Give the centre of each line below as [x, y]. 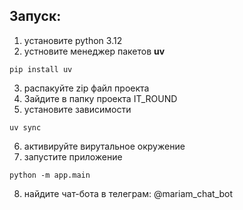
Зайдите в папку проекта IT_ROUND [100, 98]
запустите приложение [73, 156]
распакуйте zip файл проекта [86, 88]
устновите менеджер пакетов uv [94, 51]
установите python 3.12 [73, 40]
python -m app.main [50, 175]
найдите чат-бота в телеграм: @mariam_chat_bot [128, 193]
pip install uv [41, 69]
